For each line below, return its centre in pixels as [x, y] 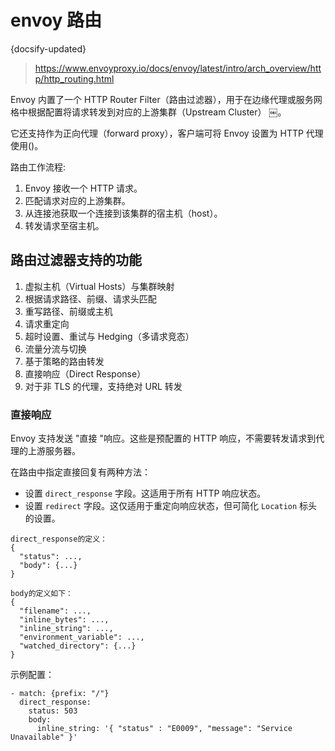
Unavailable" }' [44, 737]
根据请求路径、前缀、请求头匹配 [90, 298]
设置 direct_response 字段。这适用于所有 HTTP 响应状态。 [145, 493]
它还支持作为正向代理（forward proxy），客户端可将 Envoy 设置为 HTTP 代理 [167, 133]
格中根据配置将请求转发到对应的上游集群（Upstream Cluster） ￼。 [148, 112]
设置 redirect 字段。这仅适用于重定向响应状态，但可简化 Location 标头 [171, 506]
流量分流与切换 [55, 348]
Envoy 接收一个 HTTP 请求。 [83, 188]
